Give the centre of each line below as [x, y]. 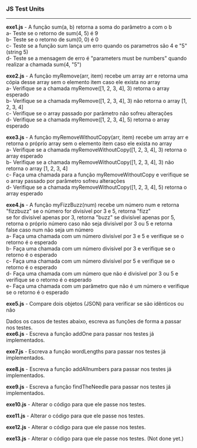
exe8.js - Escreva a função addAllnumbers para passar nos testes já [89, 369]
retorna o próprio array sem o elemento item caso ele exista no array [89, 143]
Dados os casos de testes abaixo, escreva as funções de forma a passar [94, 322]
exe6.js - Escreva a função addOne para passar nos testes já [80, 334]
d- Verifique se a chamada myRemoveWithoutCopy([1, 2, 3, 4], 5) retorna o [96, 188]
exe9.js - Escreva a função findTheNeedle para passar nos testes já [89, 387]
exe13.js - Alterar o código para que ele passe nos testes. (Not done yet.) [95, 439]
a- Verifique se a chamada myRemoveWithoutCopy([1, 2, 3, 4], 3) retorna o [96, 150]
